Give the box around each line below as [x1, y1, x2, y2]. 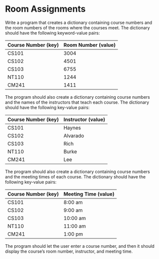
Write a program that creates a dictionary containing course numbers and [5, 20, 152, 25]
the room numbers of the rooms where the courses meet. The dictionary [5, 24, 150, 30]
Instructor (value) [63, 116, 106, 123]
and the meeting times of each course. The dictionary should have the [5, 173, 146, 179]
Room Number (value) [63, 42, 116, 48]
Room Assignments [5, 3, 86, 15]
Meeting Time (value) [63, 191, 115, 197]
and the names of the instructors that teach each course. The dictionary [5, 99, 149, 105]
